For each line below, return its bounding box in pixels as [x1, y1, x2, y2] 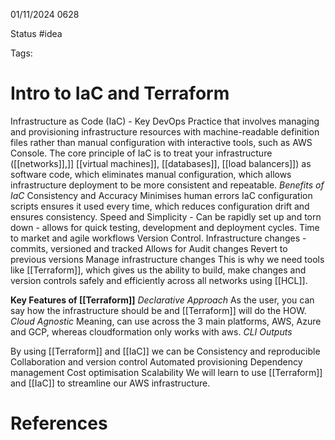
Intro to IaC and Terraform [10, 82, 230, 105]
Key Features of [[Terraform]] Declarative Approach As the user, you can [10, 294, 315, 306]
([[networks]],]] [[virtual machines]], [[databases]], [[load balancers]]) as [10, 157, 312, 169]
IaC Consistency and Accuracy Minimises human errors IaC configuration [10, 189, 313, 201]
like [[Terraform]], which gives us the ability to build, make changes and [10, 264, 307, 276]
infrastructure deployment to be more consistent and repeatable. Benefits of [10, 179, 325, 191]
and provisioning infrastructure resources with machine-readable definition [10, 125, 320, 138]
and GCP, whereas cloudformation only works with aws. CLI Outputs [10, 325, 293, 338]
